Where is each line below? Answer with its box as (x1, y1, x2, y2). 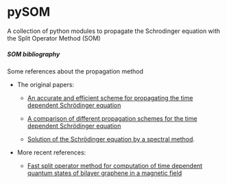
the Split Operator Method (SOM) (7, 34, 101, 42)
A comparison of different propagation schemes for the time (27, 114, 198, 122)
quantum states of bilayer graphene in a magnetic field (27, 169, 182, 177)
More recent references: (16, 148, 86, 157)
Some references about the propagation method (7, 67, 144, 76)
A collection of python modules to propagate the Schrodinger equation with (7, 27, 221, 35)
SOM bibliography (7, 49, 60, 58)
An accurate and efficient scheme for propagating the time (27, 93, 193, 102)
